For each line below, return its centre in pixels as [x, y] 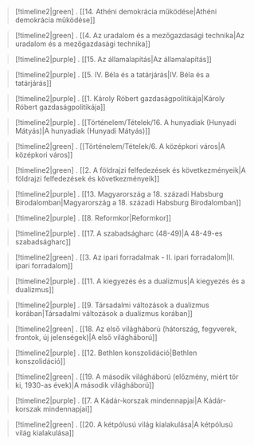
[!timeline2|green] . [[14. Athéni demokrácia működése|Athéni [116, 12]
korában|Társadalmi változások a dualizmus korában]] [104, 313]
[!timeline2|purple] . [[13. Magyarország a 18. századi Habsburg [119, 194]
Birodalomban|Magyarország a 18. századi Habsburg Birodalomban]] [128, 203]
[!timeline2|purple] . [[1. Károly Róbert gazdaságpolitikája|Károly [120, 98]
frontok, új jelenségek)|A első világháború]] [86, 337]
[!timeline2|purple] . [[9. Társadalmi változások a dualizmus [112, 305]
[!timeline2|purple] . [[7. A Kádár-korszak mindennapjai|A [108, 400]
